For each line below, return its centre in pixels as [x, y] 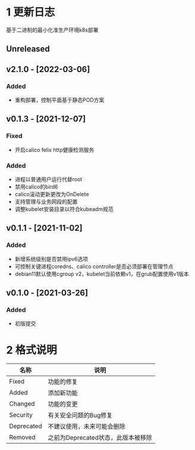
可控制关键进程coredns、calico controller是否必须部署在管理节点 [94, 266]
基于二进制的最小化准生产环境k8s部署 [52, 30]
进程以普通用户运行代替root [48, 179]
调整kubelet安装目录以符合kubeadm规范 [64, 209]
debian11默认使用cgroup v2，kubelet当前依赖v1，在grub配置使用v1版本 [102, 274]
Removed [22, 437]
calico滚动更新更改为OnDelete [52, 194]
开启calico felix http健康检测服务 [54, 150]
